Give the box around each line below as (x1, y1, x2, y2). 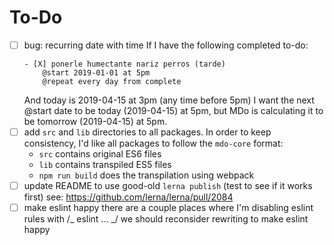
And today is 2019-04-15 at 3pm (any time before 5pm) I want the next (23, 94, 315, 106)
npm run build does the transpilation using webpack (38, 169, 255, 181)
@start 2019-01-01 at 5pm (42, 68, 151, 78)
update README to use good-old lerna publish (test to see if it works (23, 180, 313, 192)
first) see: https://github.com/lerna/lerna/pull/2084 (23, 191, 234, 203)
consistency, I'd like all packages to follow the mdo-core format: (23, 137, 284, 150)
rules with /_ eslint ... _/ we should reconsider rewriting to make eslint (23, 213, 309, 225)
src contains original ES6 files (38, 148, 162, 160)
